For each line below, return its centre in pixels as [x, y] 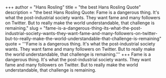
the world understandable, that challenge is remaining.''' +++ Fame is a [78, 54]
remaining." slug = [24, 28]
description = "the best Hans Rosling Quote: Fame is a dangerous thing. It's [82, 12]
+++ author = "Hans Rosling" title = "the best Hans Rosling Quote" [73, 7]
